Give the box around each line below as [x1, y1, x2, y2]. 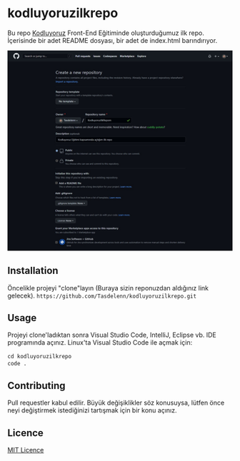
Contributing [7, 380, 66, 392]
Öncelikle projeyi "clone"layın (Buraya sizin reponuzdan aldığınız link [7, 283, 209, 292]
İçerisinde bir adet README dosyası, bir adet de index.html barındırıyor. [7, 36, 218, 44]
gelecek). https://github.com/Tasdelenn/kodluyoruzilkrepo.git [7, 291, 197, 300]
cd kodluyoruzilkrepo [7, 353, 72, 360]
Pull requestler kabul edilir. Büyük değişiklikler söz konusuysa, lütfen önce [7, 398, 225, 407]
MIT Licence [7, 446, 44, 455]
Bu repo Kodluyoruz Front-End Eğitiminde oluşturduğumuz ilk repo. [7, 29, 205, 37]
